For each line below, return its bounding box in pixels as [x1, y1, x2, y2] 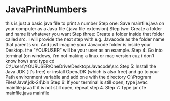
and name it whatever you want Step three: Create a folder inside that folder [5, 31, 164, 37]
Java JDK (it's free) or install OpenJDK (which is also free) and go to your [5, 68, 159, 74]
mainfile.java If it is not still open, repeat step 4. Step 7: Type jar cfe [5, 84, 146, 90]
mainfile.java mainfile [5, 90, 50, 96]
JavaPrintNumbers [5, 4, 87, 15]
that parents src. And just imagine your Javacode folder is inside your [5, 41, 151, 47]
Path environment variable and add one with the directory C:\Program [5, 74, 152, 80]
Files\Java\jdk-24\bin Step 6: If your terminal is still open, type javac [5, 79, 148, 85]
